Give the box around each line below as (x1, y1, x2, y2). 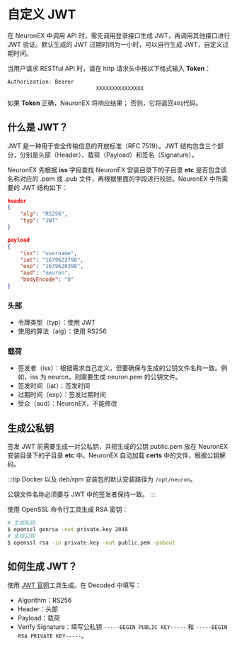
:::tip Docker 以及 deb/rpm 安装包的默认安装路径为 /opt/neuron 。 (7, 475, 197, 484)
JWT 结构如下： (21, 183, 69, 191)
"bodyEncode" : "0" (20, 276, 74, 284)
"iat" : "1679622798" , (20, 256, 83, 263)
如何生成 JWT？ (7, 561, 78, 573)
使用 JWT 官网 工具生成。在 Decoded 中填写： (7, 581, 141, 589)
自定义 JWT (7, 6, 76, 23)
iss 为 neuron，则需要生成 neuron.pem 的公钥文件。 (30, 373, 182, 382)
